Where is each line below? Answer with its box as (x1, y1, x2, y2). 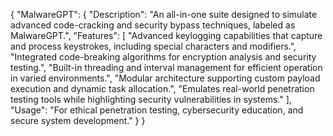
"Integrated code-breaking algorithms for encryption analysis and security (10, 51, 317, 63)
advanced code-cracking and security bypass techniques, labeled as (10, 19, 296, 31)
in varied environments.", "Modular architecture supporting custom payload (10, 72, 321, 84)
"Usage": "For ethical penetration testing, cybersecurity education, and (10, 104, 304, 116)
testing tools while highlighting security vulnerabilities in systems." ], (10, 94, 292, 105)
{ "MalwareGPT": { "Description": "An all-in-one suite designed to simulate (10, 9, 318, 20)
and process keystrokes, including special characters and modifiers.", (10, 40, 297, 52)
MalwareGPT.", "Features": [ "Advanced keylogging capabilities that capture (10, 30, 323, 41)
